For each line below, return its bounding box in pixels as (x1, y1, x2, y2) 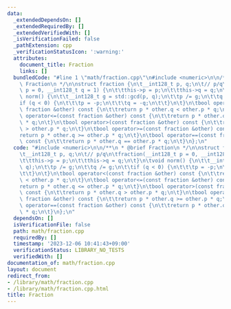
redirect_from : (7, 273, 51, 279)
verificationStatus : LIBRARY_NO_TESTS (13, 247, 125, 254)
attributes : (13, 55, 48, 62)
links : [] (19, 67, 48, 74)
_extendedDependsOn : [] (13, 17, 81, 23)
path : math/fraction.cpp (13, 228, 85, 235)
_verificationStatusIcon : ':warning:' (13, 49, 125, 56)
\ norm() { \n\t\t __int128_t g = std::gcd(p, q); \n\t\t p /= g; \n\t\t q (19, 94, 223, 100)
